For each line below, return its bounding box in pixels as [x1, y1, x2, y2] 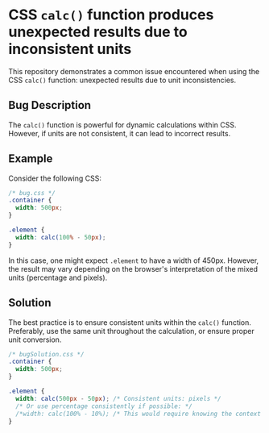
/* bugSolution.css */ [8, 350, 85, 358]
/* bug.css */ [8, 189, 56, 197]
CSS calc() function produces [8, 6, 214, 24]
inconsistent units [8, 40, 132, 58]
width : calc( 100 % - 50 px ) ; [15, 233, 106, 241]
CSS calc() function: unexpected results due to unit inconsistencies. [8, 75, 237, 85]
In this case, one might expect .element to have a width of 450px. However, [8, 256, 259, 265]
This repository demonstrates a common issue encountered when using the [8, 66, 260, 76]
